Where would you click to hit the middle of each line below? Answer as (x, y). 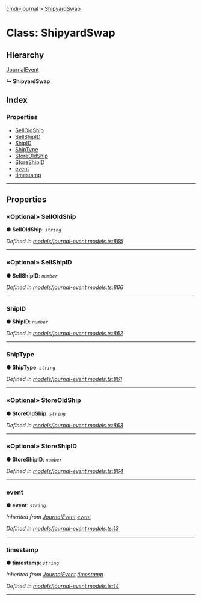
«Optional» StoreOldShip (44, 400)
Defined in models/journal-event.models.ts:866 (65, 287)
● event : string (26, 505)
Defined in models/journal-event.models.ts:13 (63, 529)
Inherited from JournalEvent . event (49, 517)
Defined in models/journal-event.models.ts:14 (63, 586)
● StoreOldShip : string (36, 413)
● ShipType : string (31, 368)
